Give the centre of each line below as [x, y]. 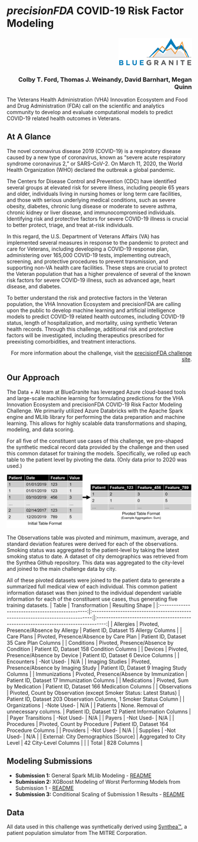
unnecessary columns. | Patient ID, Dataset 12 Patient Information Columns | [99, 711]
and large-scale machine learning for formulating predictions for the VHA [95, 398]
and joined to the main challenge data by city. [62, 568]
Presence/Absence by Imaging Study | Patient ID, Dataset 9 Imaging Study [97, 668]
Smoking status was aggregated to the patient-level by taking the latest [93, 550]
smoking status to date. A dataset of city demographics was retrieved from [97, 556]
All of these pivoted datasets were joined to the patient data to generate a [95, 580]
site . [187, 359]
